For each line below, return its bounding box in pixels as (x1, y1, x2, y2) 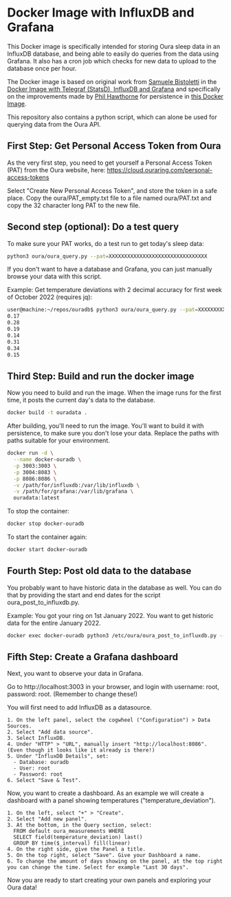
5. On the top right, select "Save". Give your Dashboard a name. (7, 852, 201, 859)
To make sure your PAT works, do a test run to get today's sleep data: (7, 239, 204, 247)
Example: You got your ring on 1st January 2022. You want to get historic (7, 611, 214, 619)
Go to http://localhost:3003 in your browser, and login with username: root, (7, 683, 220, 691)
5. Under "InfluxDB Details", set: (7, 753, 109, 760)
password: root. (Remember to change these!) (7, 690, 138, 699)
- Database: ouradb (13, 759, 69, 766)
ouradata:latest (13, 495, 60, 502)
